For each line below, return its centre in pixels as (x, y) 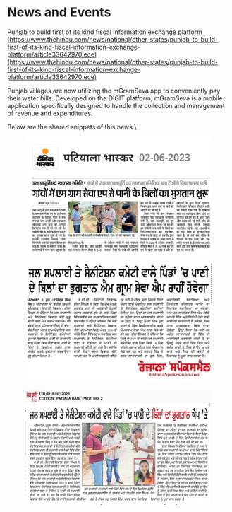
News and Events (59, 12)
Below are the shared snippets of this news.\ (72, 127)
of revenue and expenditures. (50, 113)
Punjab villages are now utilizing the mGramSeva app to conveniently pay (114, 91)
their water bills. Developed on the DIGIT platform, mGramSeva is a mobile (115, 98)
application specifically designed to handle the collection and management (116, 105)
